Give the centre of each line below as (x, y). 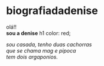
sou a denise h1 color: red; (38, 33)
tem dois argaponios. (32, 57)
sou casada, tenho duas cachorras (49, 44)
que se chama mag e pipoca (41, 50)
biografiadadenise (52, 11)
